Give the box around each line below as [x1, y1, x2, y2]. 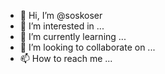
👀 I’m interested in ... [19, 20, 105, 32]
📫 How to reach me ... [19, 53, 113, 64]
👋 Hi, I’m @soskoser [19, 10, 103, 21]
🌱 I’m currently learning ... [19, 31, 127, 42]
